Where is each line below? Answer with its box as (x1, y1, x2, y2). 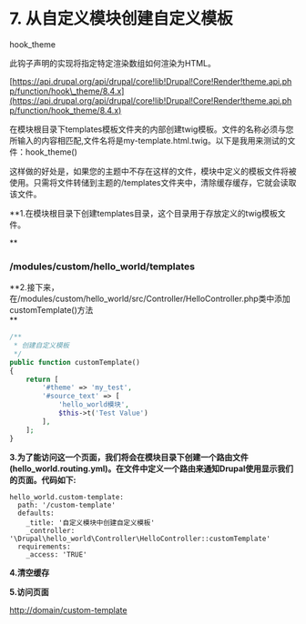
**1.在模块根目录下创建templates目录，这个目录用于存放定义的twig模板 (9, 207, 278, 218)
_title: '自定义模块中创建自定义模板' (25, 518, 155, 528)
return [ (25, 375, 59, 384)
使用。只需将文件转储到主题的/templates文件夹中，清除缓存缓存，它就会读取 (9, 176, 297, 187)
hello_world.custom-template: (9, 492, 125, 501)
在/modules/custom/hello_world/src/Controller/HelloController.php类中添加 (9, 293, 291, 305)
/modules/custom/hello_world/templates (9, 260, 196, 273)
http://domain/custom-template (9, 604, 127, 615)
